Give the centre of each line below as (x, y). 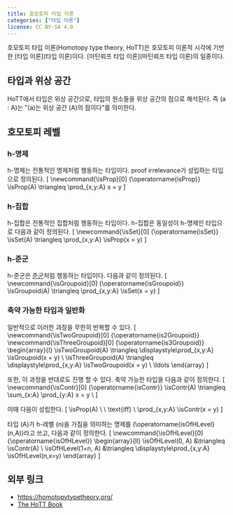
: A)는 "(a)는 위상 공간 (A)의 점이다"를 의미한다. (72, 108)
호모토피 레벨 (34, 132)
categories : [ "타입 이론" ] (44, 20)
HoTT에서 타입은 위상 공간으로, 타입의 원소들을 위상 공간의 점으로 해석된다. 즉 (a (116, 99)
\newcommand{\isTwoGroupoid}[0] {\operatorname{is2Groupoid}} (104, 335)
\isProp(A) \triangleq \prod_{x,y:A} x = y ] (66, 187)
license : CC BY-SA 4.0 (40, 27)
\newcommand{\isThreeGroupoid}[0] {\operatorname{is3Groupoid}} (106, 342)
